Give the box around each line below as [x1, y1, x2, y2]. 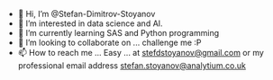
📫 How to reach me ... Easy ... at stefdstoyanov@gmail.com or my [17, 48, 264, 58]
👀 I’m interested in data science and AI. [17, 18, 164, 29]
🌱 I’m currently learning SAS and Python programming [17, 28, 219, 38]
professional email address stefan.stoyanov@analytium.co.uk [17, 60, 246, 71]
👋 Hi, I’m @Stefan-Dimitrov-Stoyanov [17, 9, 156, 19]
